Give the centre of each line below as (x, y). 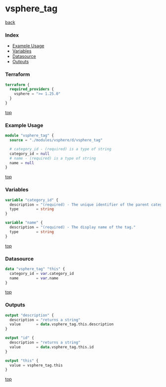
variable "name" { (24, 223)
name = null (22, 163)
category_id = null (30, 154)
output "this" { (22, 361)
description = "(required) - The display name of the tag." (73, 227)
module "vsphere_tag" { (30, 136)
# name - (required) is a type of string (53, 158)
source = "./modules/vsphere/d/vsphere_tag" (56, 140)
